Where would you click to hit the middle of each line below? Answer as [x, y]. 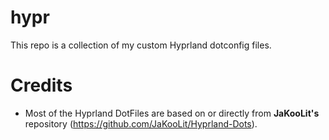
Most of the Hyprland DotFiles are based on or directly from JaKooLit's [172, 113]
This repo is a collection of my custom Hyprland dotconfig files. [141, 45]
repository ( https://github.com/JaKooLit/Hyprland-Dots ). [141, 123]
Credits [41, 85]
